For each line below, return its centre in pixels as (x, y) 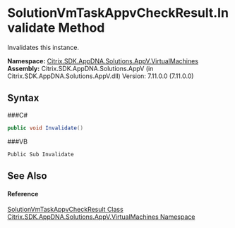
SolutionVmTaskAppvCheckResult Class (65, 210)
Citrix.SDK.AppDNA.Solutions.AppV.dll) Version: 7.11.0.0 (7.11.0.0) (101, 76)
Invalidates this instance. (43, 47)
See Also (27, 176)
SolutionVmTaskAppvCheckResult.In (118, 13)
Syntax (23, 98)
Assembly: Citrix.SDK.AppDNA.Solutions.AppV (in (80, 68)
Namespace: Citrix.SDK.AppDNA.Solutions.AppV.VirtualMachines (103, 61)
